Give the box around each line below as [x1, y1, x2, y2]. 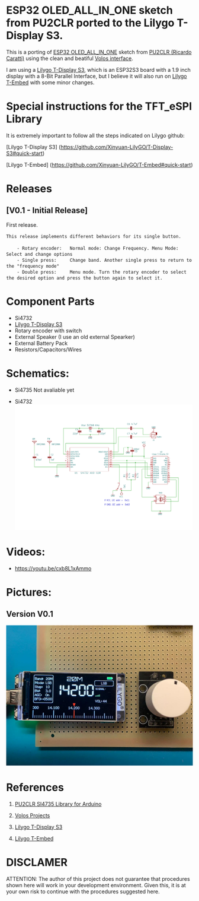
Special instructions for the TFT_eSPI [6, 100, 192, 113]
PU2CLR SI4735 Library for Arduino [14, 800, 102, 807]
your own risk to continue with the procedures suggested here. [6, 888, 160, 895]
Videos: [6, 545, 46, 559]
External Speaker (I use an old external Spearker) [14, 333, 135, 340]
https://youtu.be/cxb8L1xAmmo [14, 564, 92, 572]
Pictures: [6, 585, 52, 599]
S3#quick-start [6, 150, 43, 157]
